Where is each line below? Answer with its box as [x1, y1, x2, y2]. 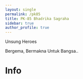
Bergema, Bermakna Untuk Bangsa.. [5, 48, 79, 54]
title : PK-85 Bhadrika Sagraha [5, 16, 69, 21]
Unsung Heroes [5, 39, 37, 44]
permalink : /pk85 [5, 12, 41, 17]
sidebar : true [5, 20, 34, 26]
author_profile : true [5, 25, 50, 30]
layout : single [5, 7, 36, 12]
